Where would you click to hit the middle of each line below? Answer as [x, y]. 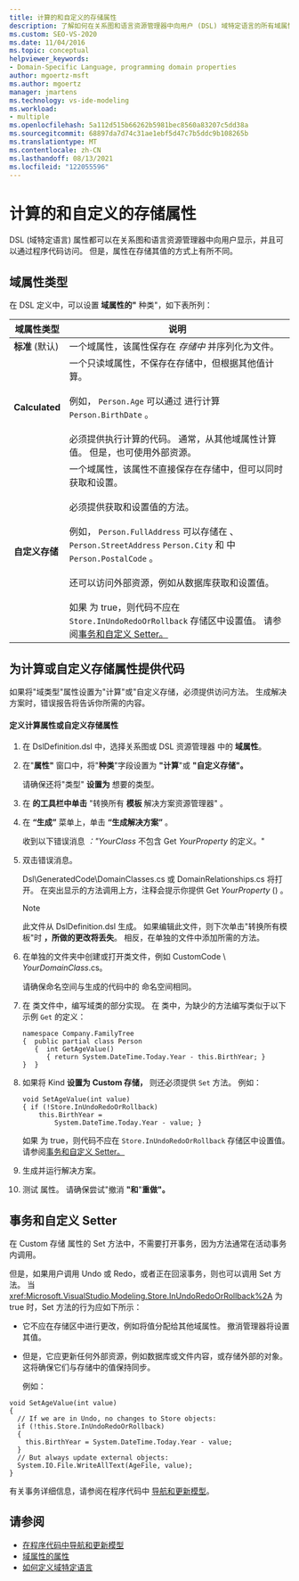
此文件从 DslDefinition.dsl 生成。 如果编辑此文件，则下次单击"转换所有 [151, 926]
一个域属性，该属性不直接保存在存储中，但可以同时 [176, 469]
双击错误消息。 [49, 860]
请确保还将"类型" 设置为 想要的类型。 [90, 785]
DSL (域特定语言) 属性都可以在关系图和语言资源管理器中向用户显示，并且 [143, 240]
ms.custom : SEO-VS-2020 [53, 34]
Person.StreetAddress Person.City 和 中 [152, 545]
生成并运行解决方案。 [61, 1171]
